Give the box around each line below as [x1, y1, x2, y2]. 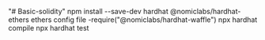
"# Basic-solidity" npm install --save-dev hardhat [8, 7, 168, 16]
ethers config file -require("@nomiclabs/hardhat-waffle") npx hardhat [30, 15, 258, 24]
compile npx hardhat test [8, 24, 89, 32]
